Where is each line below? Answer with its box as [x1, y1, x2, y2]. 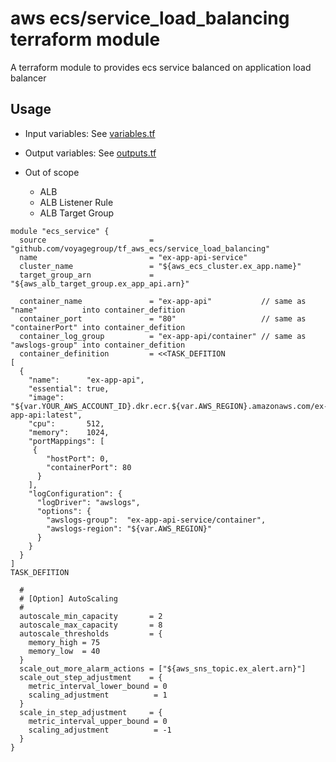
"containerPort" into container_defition [10, 322, 186, 332]
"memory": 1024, [28, 427, 110, 437]
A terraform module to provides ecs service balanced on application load [10, 61, 312, 73]
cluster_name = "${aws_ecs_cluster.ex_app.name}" [19, 261, 302, 271]
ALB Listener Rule [39, 196, 114, 208]
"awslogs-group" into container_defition [10, 340, 186, 350]
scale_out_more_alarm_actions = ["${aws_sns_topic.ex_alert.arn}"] [19, 663, 307, 674]
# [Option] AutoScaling [19, 593, 118, 604]
